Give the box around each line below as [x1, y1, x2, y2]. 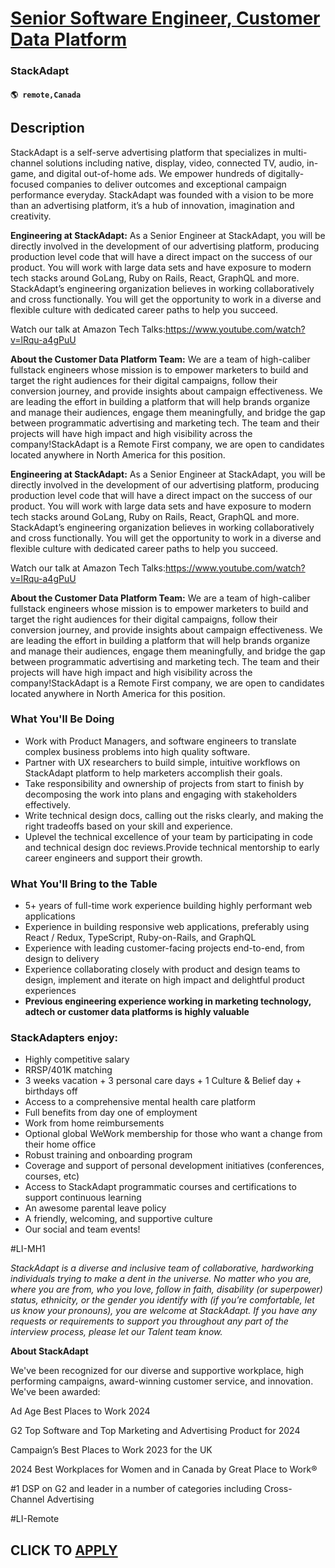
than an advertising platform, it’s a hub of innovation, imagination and [10, 199, 295, 211]
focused [10, 178, 45, 190]
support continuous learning [24, 1192, 142, 1204]
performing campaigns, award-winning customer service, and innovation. [10, 1375, 314, 1387]
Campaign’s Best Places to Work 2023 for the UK [10, 1444, 213, 1456]
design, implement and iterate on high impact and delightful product [24, 974, 305, 986]
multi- [282, 146, 308, 158]
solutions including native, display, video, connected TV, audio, [45, 157, 305, 169]
